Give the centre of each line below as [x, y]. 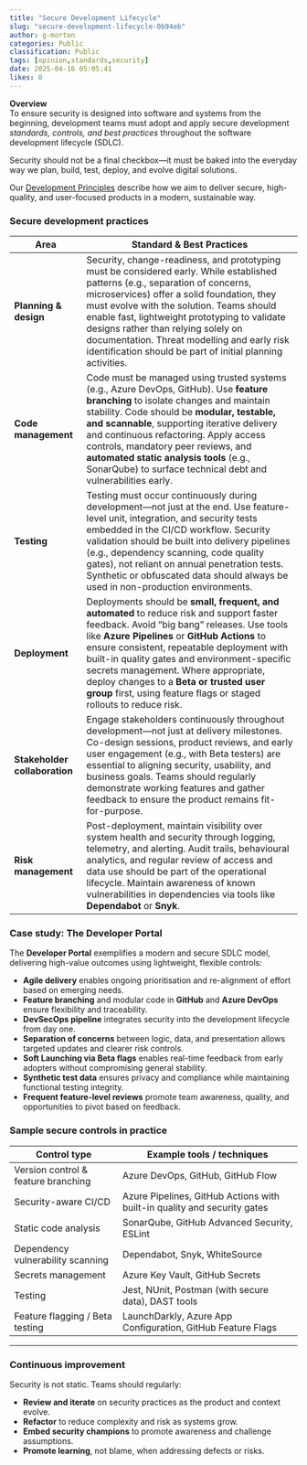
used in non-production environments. [169, 587]
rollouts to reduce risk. [134, 705]
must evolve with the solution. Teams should [181, 305]
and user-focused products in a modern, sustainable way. [148, 197]
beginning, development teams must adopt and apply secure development [149, 123]
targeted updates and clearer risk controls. [103, 1049]
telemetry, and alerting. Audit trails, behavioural [188, 849]
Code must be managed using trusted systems [186, 378]
